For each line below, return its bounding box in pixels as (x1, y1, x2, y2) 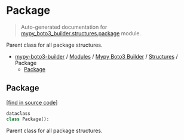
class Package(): (6, 116, 50, 122)
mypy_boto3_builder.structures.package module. (20, 29, 142, 36)
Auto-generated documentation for (20, 23, 108, 31)
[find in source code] (6, 99, 58, 106)
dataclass (6, 110, 31, 117)
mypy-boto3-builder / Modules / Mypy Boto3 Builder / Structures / (14, 53, 178, 60)
